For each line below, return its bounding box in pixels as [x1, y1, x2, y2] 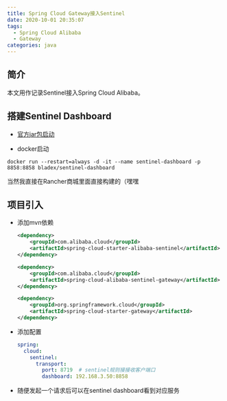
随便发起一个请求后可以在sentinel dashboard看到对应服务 [16, 387, 180, 395]
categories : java [7, 42, 57, 49]
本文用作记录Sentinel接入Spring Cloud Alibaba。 [7, 88, 144, 97]
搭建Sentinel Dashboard [7, 110, 112, 122]
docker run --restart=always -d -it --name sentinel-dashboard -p [7, 158, 201, 165]
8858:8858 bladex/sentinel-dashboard [7, 164, 115, 171]
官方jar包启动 [16, 130, 55, 138]
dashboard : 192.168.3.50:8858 [42, 373, 128, 380]
